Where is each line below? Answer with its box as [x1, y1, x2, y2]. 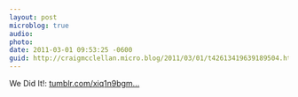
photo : [9, 37, 34, 47]
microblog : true [9, 21, 69, 30]
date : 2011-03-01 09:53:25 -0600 [9, 46, 133, 55]
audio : [9, 29, 34, 38]
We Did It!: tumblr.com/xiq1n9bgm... [9, 78, 140, 88]
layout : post [9, 12, 58, 22]
